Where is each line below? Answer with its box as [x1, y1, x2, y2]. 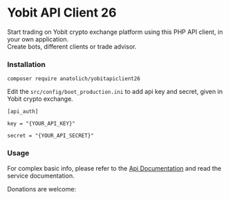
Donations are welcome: [7, 184, 77, 193]
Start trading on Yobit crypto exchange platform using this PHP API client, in [7, 28, 223, 36]
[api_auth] [7, 108, 39, 115]
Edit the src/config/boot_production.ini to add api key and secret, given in [7, 88, 223, 96]
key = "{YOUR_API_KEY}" [7, 120, 76, 127]
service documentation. [7, 171, 75, 180]
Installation [7, 59, 46, 69]
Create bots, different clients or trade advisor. [7, 42, 137, 50]
